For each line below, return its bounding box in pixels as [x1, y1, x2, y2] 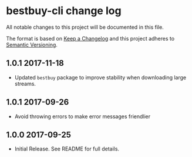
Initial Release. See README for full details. [14, 145, 119, 152]
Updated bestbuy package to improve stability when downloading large [14, 74, 187, 81]
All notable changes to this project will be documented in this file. [6, 24, 164, 31]
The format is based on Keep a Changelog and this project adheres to [6, 35, 175, 42]
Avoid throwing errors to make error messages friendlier [14, 113, 151, 120]
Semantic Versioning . [6, 41, 58, 48]
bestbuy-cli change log [6, 4, 122, 18]
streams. [14, 80, 36, 87]
